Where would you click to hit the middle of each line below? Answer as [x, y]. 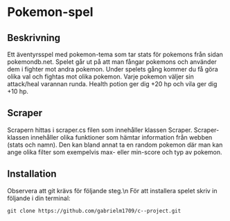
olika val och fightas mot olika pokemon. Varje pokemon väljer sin [100, 76]
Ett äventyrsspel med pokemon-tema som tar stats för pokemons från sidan [115, 54]
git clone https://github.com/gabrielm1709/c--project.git [94, 211]
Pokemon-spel [50, 12]
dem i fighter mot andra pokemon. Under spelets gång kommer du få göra [113, 69]
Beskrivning [34, 38]
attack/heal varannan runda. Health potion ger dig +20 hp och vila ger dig [112, 84]
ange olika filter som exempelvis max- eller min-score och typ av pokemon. [115, 152]
